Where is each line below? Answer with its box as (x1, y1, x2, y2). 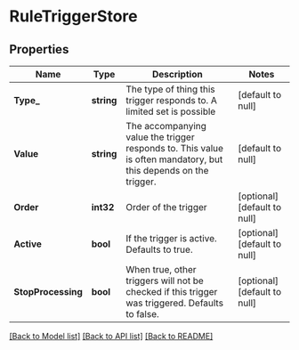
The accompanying (125, 120, 207, 132)
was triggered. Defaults (125, 297, 224, 309)
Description (151, 69, 203, 80)
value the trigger (125, 131, 195, 143)
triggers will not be (125, 274, 205, 287)
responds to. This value (125, 142, 224, 154)
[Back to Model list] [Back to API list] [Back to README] (9, 331, 214, 341)
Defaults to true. (125, 243, 193, 256)
